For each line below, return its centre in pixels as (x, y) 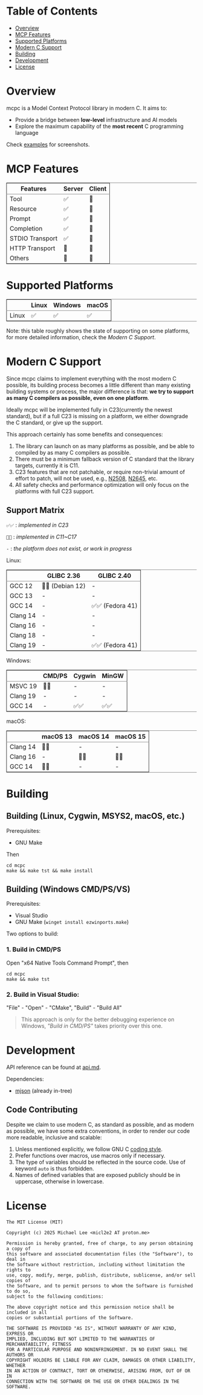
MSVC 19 (24, 686)
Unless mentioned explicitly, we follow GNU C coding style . (89, 1149)
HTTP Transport (33, 248)
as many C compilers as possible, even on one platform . (78, 398)
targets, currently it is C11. (47, 465)
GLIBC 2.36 (63, 575)
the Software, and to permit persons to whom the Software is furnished (100, 1286)
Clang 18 (23, 635)
